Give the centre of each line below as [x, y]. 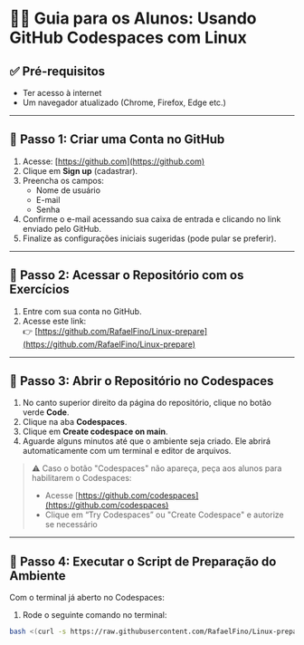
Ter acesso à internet [62, 93]
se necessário [71, 525]
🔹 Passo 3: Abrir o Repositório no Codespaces [142, 381]
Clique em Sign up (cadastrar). [80, 170]
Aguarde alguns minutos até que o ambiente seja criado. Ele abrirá [147, 441]
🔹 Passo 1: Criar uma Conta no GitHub [117, 140]
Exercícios [39, 289]
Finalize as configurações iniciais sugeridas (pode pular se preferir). [149, 238]
